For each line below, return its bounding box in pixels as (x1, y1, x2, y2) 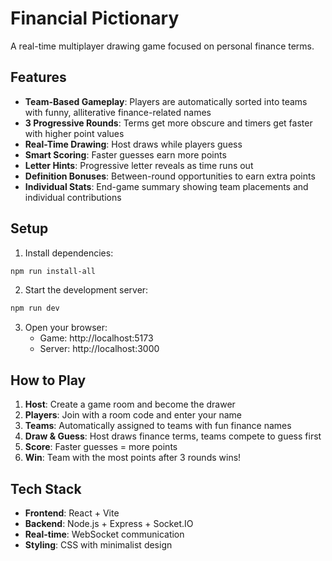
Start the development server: (24, 284, 149, 296)
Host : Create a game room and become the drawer (24, 398, 236, 411)
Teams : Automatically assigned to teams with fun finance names (24, 420, 292, 432)
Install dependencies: (24, 247, 114, 259)
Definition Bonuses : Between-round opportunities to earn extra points (24, 170, 316, 182)
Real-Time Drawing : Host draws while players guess (24, 138, 243, 150)
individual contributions (24, 191, 122, 203)
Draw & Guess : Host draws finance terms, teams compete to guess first (24, 430, 322, 442)
